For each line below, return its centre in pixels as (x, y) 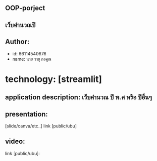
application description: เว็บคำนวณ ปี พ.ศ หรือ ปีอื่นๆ (78, 98)
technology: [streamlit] (54, 79)
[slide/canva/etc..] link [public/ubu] (41, 126)
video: (15, 141)
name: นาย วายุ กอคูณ (32, 59)
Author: (17, 42)
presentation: (26, 114)
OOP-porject (25, 8)
